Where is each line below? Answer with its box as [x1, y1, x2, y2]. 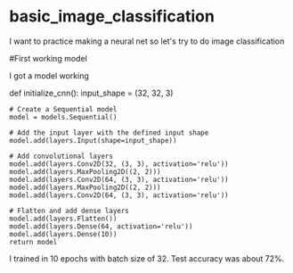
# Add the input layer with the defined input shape [9, 128, 209, 137]
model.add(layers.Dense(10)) [9, 229, 118, 238]
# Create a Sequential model [9, 104, 118, 113]
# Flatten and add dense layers [9, 206, 129, 215]
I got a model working [9, 70, 89, 81]
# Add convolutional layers [9, 152, 114, 161]
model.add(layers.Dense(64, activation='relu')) [9, 221, 193, 231]
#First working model [9, 53, 87, 63]
